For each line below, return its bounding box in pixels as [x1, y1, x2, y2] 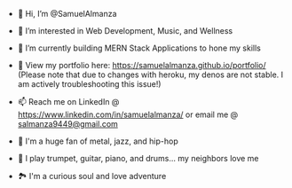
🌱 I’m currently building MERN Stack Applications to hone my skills [17, 43, 262, 53]
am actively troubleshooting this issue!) [17, 79, 162, 89]
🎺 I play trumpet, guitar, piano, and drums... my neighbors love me [17, 153, 259, 163]
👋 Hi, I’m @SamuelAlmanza [17, 9, 117, 19]
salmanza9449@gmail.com [17, 119, 118, 129]
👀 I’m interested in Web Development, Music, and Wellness [17, 26, 233, 35]
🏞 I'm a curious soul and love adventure [17, 171, 167, 181]
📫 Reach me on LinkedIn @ [17, 97, 120, 106]
